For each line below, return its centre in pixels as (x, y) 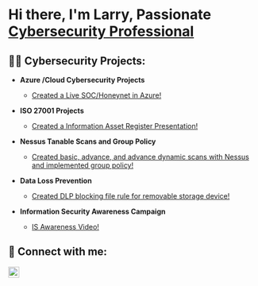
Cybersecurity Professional (101, 31)
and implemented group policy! (83, 165)
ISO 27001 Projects (52, 110)
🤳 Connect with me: (58, 252)
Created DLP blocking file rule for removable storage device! (131, 196)
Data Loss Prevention (56, 181)
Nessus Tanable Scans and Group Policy (88, 141)
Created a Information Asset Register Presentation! (115, 126)
